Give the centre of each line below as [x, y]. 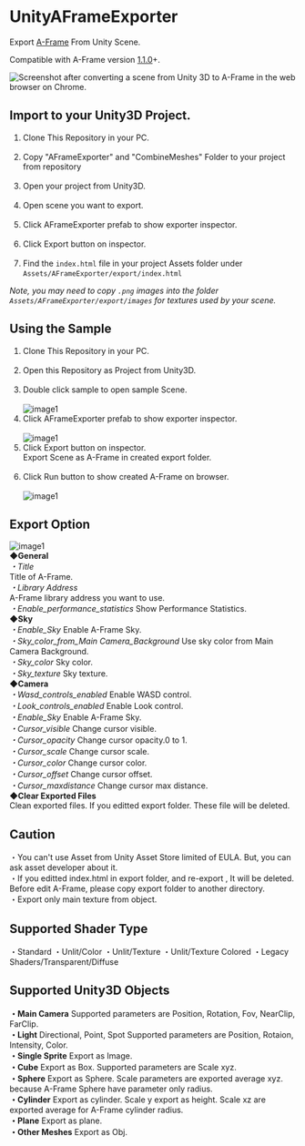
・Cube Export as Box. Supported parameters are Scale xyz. [123, 1067]
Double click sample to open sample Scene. [105, 390]
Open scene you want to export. [83, 205]
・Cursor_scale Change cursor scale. [80, 752]
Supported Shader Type [79, 929]
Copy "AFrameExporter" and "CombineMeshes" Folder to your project [154, 157]
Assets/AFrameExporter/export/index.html [102, 274]
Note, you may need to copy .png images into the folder [114, 290]
